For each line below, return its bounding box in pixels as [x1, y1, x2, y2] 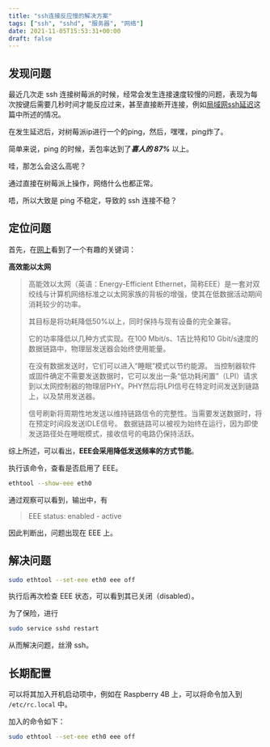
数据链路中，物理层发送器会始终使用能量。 [27, 343, 171, 353]
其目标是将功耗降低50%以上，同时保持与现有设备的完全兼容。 [27, 316, 236, 326]
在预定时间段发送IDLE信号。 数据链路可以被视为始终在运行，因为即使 [27, 418, 259, 428]
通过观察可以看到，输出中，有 [8, 494, 108, 504]
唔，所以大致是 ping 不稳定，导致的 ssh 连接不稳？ [8, 196, 178, 206]
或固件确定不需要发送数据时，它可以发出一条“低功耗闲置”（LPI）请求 [27, 371, 258, 380]
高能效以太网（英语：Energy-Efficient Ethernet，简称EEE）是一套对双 [27, 278, 260, 288]
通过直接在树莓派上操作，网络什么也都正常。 [8, 179, 158, 189]
